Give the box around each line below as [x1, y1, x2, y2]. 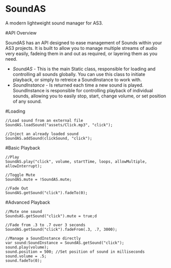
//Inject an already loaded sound [5, 131, 79, 137]
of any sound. [12, 98, 42, 104]
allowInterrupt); [5, 164, 42, 169]
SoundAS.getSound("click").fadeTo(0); [5, 190, 88, 195]
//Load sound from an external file [5, 118, 83, 123]
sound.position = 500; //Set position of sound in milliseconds [5, 249, 145, 254]
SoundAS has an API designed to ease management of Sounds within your [5, 39, 162, 46]
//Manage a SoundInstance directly [5, 235, 81, 241]
